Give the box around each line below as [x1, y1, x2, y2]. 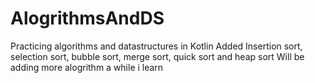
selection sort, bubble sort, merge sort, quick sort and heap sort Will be [10, 50, 305, 62]
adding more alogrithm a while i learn [10, 61, 164, 73]
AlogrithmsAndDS [10, 7, 165, 30]
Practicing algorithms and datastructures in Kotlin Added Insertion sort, [10, 40, 303, 52]
